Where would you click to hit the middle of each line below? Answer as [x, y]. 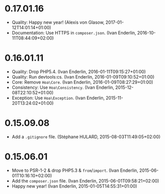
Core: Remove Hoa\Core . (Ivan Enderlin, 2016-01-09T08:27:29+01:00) [82, 82]
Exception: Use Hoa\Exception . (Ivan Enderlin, [58, 98]
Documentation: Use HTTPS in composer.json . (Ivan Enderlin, [74, 33]
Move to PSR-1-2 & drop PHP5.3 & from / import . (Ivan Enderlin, [75, 170]
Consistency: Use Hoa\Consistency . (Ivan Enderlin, [63, 87]
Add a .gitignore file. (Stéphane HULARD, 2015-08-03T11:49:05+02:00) [86, 137]
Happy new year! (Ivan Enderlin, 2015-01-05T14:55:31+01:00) [74, 186]
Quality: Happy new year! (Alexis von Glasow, [58, 22]
